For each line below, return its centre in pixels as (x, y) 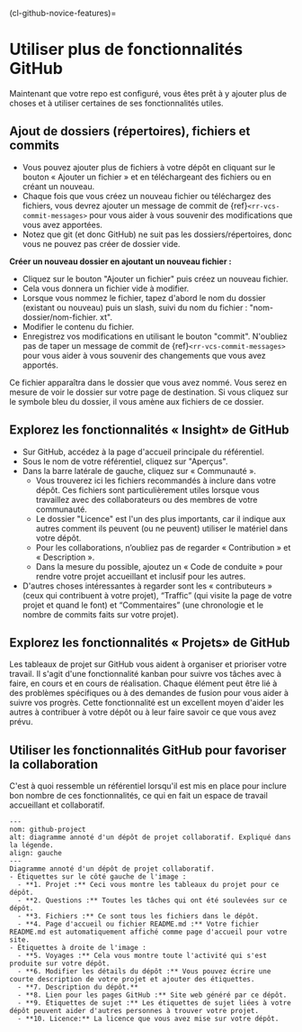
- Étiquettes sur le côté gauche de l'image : (98, 877)
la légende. (31, 845)
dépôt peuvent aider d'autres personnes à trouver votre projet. (134, 1011)
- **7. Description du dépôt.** (78, 987)
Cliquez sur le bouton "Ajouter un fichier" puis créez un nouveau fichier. (155, 279)
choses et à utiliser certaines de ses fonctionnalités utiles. (116, 103)
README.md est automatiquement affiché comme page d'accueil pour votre (148, 932)
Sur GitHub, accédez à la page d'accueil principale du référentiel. (143, 452)
